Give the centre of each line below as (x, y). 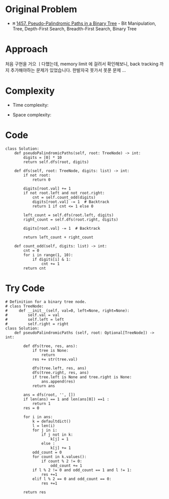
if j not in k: (57, 434)
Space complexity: (32, 114)
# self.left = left (35, 319)
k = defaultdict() (51, 421)
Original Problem (41, 9)
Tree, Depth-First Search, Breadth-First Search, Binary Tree (75, 28)
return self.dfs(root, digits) (56, 162)
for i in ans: (38, 417)
